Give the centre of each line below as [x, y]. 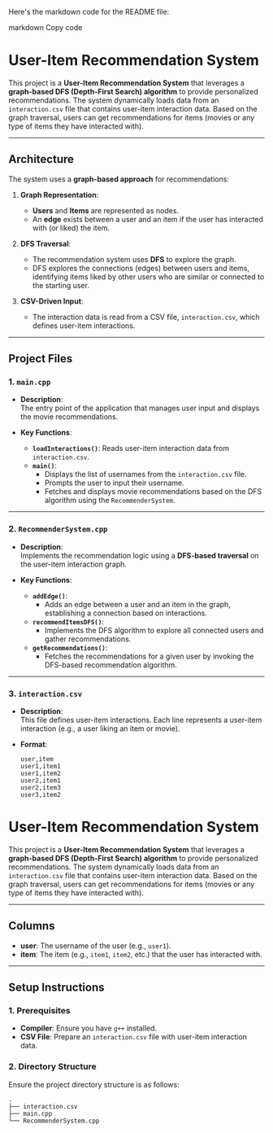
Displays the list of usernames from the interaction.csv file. [145, 475]
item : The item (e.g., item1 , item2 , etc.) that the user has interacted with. [141, 954]
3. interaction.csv [45, 693]
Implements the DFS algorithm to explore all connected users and [154, 630]
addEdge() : [50, 595]
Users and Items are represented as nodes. [106, 210]
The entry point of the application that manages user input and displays [140, 408]
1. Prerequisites [39, 1011]
